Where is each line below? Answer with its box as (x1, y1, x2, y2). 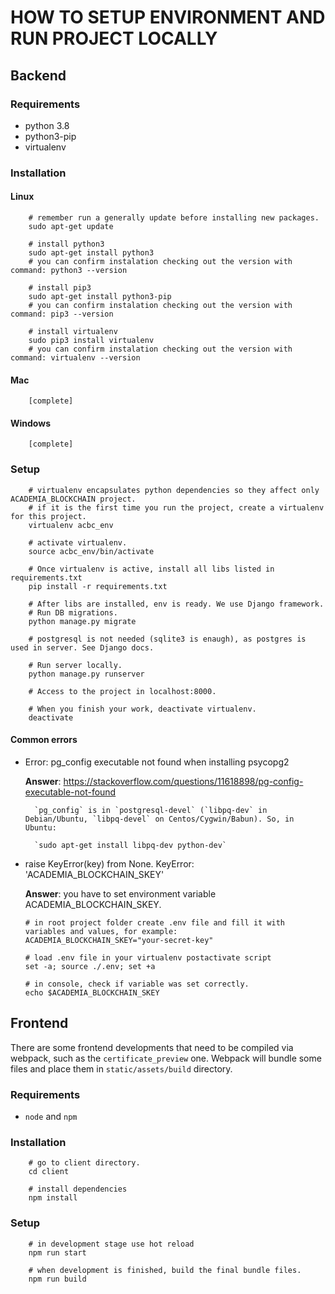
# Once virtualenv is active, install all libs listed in (28, 564, 275, 574)
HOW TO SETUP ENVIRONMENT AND (10, 6, 326, 29)
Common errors (10, 734, 78, 746)
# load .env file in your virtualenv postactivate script (24, 952, 272, 963)
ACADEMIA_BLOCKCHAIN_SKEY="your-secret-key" (24, 935, 214, 945)
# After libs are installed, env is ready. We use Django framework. (28, 599, 325, 609)
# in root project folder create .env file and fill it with (24, 917, 286, 928)
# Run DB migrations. (28, 607, 118, 618)
